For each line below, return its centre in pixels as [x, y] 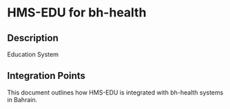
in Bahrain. [22, 99]
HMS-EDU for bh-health [77, 13]
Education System [33, 54]
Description [33, 38]
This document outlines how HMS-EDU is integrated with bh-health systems [115, 92]
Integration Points [46, 76]
